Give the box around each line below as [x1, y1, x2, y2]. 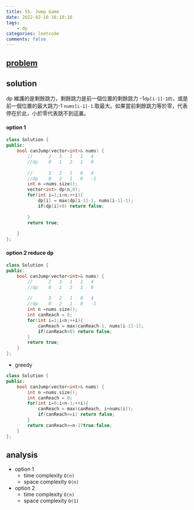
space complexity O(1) [23, 497, 79, 505]
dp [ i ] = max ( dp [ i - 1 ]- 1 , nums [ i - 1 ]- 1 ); [37, 198, 134, 204]
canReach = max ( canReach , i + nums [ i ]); [37, 406, 134, 412]
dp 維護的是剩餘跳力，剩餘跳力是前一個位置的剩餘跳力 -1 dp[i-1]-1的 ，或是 [6, 95, 188, 102]
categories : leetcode [6, 31, 60, 37]
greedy [14, 362, 33, 369]
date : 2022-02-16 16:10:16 [6, 14, 73, 20]
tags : [6, 20, 20, 26]
